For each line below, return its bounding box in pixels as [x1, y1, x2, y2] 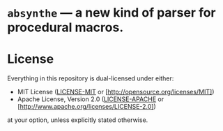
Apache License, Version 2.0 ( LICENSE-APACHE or [17, 95, 164, 103]
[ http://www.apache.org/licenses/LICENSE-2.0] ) [17, 103, 157, 111]
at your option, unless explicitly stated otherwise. [7, 116, 148, 124]
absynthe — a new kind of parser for [7, 5, 216, 21]
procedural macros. [7, 19, 124, 35]
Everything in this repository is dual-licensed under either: [7, 74, 174, 82]
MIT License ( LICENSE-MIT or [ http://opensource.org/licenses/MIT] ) [17, 88, 215, 96]
